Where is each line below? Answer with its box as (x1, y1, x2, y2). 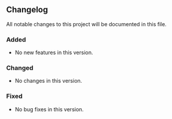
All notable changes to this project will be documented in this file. (6, 20, 167, 27)
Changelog (6, 5, 48, 15)
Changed (6, 64, 34, 72)
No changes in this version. (14, 77, 82, 84)
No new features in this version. (14, 49, 94, 56)
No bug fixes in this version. (14, 105, 84, 112)
